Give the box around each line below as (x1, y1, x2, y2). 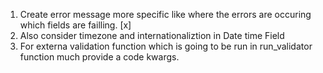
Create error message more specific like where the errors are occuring (19, 9, 312, 20)
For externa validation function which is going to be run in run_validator (19, 40, 313, 52)
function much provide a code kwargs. (19, 51, 180, 63)
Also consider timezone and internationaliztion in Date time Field (19, 30, 285, 41)
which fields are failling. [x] (19, 19, 132, 31)
